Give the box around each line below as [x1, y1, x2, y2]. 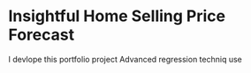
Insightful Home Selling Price [8, 6, 226, 26]
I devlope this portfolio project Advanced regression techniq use [8, 54, 242, 64]
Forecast [8, 25, 75, 45]
